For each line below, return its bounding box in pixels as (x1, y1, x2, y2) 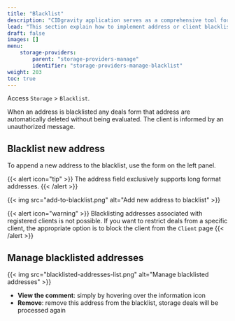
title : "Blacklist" (7, 10, 64, 17)
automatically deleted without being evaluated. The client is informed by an (7, 115, 224, 124)
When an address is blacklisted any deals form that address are (7, 107, 191, 116)
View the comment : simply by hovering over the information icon (17, 291, 206, 299)
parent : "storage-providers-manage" (32, 56, 139, 63)
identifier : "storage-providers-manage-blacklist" (32, 62, 183, 69)
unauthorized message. (7, 123, 76, 131)
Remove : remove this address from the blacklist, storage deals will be (17, 299, 219, 307)
